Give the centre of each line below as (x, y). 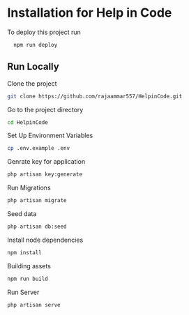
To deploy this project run (44, 32)
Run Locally (33, 67)
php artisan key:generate (45, 175)
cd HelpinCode (28, 122)
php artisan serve (34, 305)
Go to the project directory (45, 109)
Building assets (29, 266)
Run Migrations (29, 188)
